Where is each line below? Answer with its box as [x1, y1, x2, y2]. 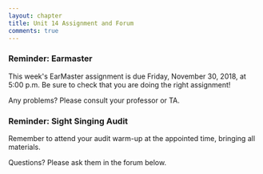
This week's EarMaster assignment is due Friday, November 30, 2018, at [8, 71, 246, 81]
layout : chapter [8, 11, 62, 20]
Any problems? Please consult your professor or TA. [8, 95, 180, 105]
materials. [8, 142, 42, 152]
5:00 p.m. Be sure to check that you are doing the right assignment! [8, 79, 231, 89]
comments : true [8, 26, 59, 34]
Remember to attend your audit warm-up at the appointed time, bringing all [8, 133, 256, 143]
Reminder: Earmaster [8, 53, 93, 64]
